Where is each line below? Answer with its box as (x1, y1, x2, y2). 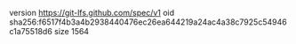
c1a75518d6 (9, 26, 53, 36)
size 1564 (54, 26, 90, 36)
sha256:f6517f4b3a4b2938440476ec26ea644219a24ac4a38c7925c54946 (9, 17, 287, 27)
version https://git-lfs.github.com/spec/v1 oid (9, 8, 175, 18)
